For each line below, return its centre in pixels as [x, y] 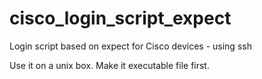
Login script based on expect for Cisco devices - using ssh [130, 46]
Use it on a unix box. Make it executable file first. [109, 65]
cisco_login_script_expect [120, 18]
